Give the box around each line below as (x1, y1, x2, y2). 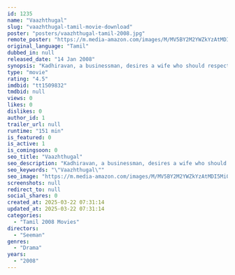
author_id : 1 (7, 114, 45, 121)
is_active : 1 (7, 141, 45, 148)
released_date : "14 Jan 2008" (7, 56, 96, 63)
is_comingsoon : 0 (7, 147, 58, 154)
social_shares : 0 (7, 192, 58, 199)
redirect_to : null (7, 186, 61, 193)
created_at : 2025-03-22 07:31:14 (7, 199, 105, 206)
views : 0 (7, 95, 33, 102)
